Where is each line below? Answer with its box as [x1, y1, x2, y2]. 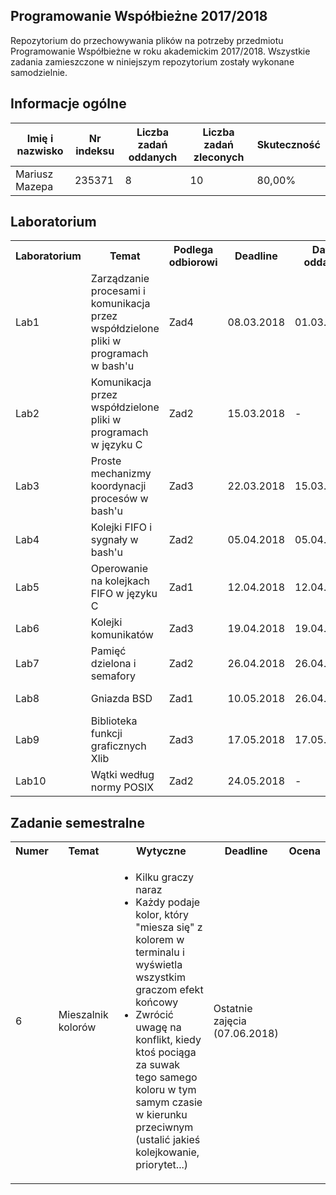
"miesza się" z [135, 920, 203, 934]
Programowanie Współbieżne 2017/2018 [10, 8, 268, 25]
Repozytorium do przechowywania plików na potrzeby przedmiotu [10, 34, 284, 46]
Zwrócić [135, 1008, 174, 1022]
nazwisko [16, 144, 64, 158]
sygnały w [90, 533, 139, 547]
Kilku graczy [135, 870, 195, 884]
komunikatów [90, 628, 154, 642]
